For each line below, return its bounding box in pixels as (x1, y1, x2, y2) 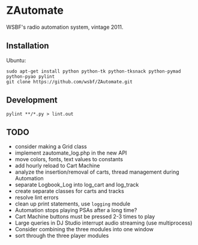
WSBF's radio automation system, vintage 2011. (6, 23, 124, 31)
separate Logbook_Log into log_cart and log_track (14, 181, 139, 189)
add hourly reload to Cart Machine (14, 162, 100, 170)
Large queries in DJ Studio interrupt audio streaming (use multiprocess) (14, 219, 193, 226)
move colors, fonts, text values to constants (14, 156, 123, 163)
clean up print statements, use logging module (14, 200, 131, 207)
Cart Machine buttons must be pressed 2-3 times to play (14, 213, 155, 220)
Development (6, 95, 58, 105)
